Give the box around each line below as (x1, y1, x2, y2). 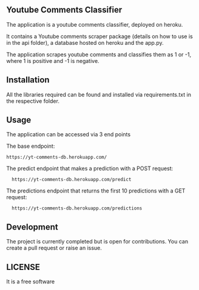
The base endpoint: (6, 142, 55, 150)
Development (6, 222, 59, 232)
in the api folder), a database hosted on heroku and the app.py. (6, 39, 164, 46)
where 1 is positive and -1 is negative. (6, 57, 99, 64)
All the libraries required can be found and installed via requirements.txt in (6, 91, 191, 98)
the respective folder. (6, 97, 59, 105)
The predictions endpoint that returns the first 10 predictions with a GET (6, 187, 186, 194)
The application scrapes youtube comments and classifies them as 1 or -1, (6, 51, 192, 58)
